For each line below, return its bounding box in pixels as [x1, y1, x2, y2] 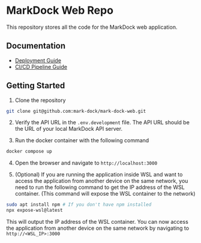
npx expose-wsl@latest [6, 208, 63, 214]
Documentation [6, 41, 66, 51]
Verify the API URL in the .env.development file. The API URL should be [14, 119, 190, 126]
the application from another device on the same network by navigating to [6, 224, 190, 232]
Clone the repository [14, 97, 66, 104]
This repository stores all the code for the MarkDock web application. [6, 23, 178, 31]
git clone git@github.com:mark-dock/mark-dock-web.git [6, 108, 146, 114]
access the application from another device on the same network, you [14, 178, 188, 185]
